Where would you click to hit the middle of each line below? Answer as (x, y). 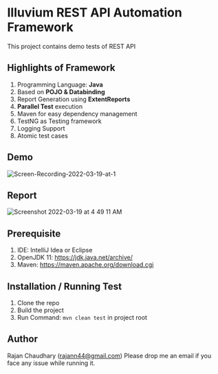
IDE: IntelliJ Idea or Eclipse (55, 250)
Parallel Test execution (50, 106)
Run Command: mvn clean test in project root (82, 317)
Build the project (40, 310)
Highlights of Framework (61, 68)
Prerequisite (34, 233)
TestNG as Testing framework (59, 121)
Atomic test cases (43, 135)
